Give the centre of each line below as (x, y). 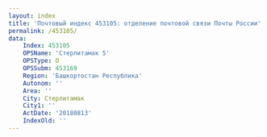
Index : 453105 (46, 46)
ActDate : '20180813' (57, 114)
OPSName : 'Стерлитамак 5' (67, 53)
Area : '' (38, 91)
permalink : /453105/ (43, 31)
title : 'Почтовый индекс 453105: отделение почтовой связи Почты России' (135, 23)
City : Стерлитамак (54, 98)
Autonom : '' (43, 83)
